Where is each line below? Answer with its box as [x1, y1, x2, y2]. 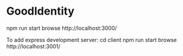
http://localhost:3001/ [6, 43, 61, 50]
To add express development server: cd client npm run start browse [6, 36, 177, 43]
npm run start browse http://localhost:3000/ [6, 24, 117, 32]
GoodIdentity [6, 4, 75, 18]
